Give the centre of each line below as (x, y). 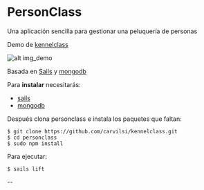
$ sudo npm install (35, 143)
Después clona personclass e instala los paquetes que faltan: (94, 119)
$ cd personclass (32, 137)
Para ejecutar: (27, 156)
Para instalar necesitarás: (44, 84)
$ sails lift (26, 169)
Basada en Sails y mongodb (47, 71)
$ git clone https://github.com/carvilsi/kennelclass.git (92, 131)
